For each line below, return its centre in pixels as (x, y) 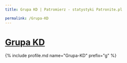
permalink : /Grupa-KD (27, 18)
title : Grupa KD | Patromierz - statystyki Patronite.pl (64, 9)
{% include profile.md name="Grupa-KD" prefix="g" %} (61, 56)
